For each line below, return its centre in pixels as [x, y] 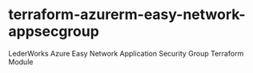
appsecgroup [54, 31]
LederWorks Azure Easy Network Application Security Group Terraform [126, 53]
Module [21, 62]
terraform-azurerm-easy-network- [127, 15]
